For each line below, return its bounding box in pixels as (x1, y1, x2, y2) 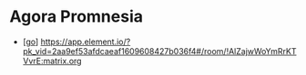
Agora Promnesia (9, 6, 144, 27)
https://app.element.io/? (40, 36, 131, 47)
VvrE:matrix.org (22, 55, 82, 66)
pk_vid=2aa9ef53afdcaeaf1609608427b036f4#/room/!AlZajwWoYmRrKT (22, 45, 297, 56)
